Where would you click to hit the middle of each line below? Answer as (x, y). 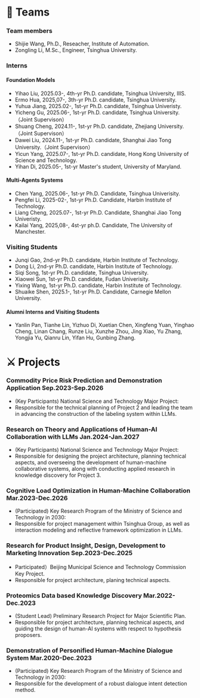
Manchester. (30, 231)
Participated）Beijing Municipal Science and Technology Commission (100, 567)
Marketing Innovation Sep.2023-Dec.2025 (70, 553)
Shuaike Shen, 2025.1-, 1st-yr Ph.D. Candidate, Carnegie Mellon (93, 292)
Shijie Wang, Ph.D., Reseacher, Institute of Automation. (82, 44)
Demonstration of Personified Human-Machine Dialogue (90, 650)
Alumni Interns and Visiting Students (53, 312)
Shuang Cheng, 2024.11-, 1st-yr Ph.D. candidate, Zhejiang (85, 126)
